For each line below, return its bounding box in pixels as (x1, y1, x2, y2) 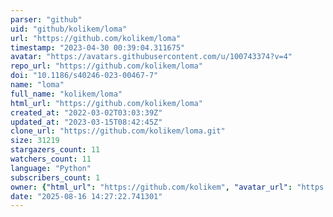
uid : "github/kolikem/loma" (10, 24, 128, 34)
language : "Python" (10, 163, 92, 173)
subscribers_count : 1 (10, 172, 101, 183)
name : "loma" (10, 80, 65, 90)
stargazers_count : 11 (10, 145, 101, 155)
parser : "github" (10, 14, 83, 25)
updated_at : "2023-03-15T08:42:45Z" (10, 117, 163, 127)
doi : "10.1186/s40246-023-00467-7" (10, 71, 159, 81)
